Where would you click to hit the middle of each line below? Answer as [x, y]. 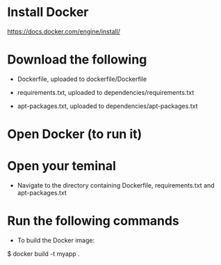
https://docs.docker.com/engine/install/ [64, 31]
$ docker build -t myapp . [43, 253]
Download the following [77, 60]
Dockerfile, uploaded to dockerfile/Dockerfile [82, 79]
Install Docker [48, 12]
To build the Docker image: [56, 240]
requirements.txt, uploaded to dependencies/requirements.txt [106, 92]
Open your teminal [62, 166]
